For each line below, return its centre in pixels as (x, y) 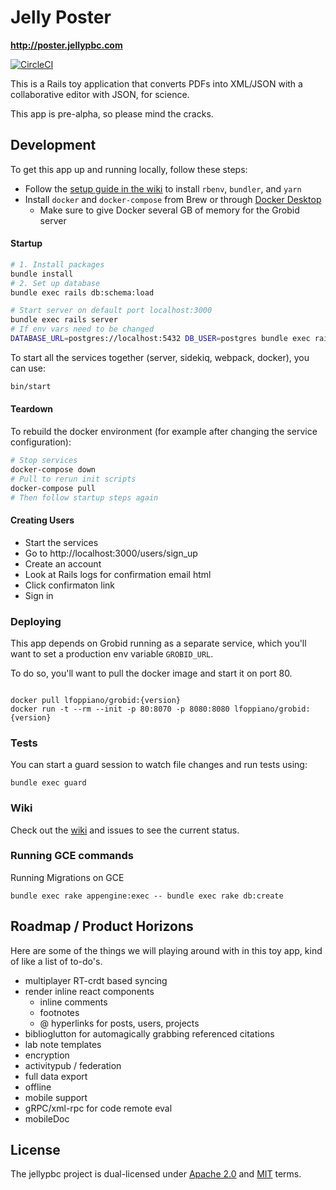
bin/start (31, 386)
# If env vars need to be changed (82, 329)
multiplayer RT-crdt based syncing (96, 980)
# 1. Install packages (57, 264)
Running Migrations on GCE (67, 877)
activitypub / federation (73, 1065)
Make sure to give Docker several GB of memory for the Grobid (169, 210)
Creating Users (42, 520)
